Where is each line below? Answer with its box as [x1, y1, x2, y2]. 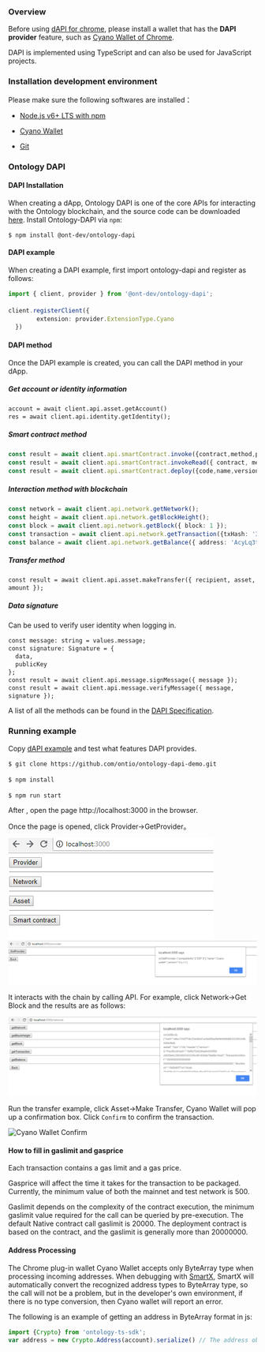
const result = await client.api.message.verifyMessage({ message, [8, 684, 235, 692]
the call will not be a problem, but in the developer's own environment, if [8, 1288, 243, 1298]
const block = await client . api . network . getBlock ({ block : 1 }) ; [8, 522, 228, 530]
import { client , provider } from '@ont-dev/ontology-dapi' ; [8, 290, 214, 298]
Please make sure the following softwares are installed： [8, 95, 192, 104]
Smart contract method [8, 429, 88, 440]
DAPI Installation [8, 181, 65, 190]
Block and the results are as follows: [8, 1001, 126, 1010]
